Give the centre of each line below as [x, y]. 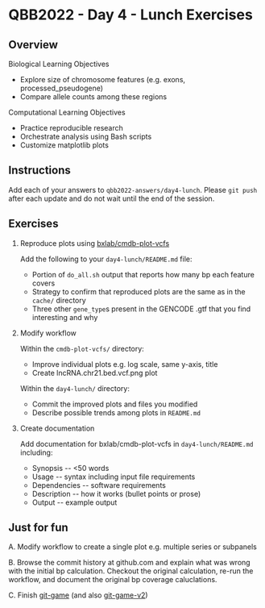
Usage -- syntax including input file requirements [114, 477]
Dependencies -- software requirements [99, 485]
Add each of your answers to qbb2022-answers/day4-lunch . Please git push [133, 189]
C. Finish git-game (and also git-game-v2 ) [78, 595]
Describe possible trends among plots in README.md [116, 412]
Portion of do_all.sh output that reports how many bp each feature [143, 274]
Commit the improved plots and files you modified [115, 404]
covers [43, 283]
